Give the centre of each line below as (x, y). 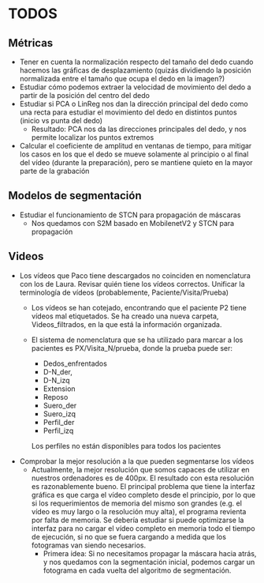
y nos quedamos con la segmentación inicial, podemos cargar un (149, 562)
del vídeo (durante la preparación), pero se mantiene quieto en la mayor (136, 162)
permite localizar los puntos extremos (93, 137)
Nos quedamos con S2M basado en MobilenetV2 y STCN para (133, 223)
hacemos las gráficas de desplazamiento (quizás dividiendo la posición (135, 70)
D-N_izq (56, 380)
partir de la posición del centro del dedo (84, 95)
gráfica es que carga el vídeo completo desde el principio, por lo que (143, 495)
